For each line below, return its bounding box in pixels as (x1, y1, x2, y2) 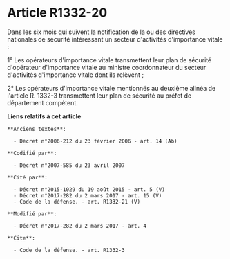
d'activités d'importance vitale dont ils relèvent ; (7, 71, 144, 79)
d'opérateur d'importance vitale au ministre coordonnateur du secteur (7, 63, 207, 71)
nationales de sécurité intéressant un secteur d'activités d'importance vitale (7, 35, 223, 43)
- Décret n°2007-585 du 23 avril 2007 (13, 161, 126, 169)
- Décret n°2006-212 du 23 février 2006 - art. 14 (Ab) (13, 137, 178, 145)
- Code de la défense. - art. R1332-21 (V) (13, 198, 140, 205)
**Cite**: (7, 234, 36, 242)
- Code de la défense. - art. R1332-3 (13, 247, 126, 253)
